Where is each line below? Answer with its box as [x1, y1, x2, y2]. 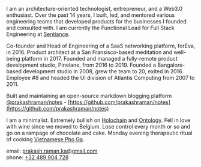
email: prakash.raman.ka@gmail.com [6, 147, 98, 154]
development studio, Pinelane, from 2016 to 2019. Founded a [6, 61, 157, 68]
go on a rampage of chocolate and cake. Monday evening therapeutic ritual [6, 129, 193, 136]
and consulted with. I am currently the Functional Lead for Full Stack [6, 24, 175, 31]
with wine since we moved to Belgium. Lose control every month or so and [6, 123, 191, 130]
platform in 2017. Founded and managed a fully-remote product [21, 55, 178, 62]
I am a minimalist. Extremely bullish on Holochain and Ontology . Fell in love [6, 117, 191, 124]
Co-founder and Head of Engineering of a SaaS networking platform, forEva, [6, 42, 196, 49]
